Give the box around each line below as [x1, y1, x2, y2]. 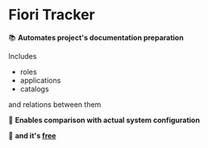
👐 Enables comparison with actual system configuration [8, 115, 200, 125]
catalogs [19, 84, 50, 93]
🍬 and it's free [8, 130, 56, 140]
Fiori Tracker [8, 6, 95, 24]
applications [19, 75, 61, 85]
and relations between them [8, 99, 102, 109]
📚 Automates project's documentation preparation [8, 32, 184, 42]
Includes [8, 51, 37, 61]
